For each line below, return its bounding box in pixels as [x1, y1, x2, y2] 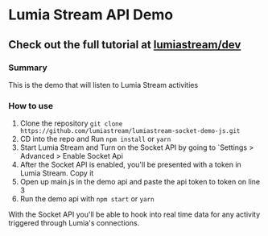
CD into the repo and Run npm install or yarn [19, 135, 171, 144]
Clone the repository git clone [19, 118, 123, 128]
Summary [8, 62, 48, 73]
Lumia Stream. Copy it [19, 168, 94, 178]
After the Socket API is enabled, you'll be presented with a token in [19, 159, 241, 170]
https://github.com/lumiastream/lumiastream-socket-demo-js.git [19, 127, 241, 135]
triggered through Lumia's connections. [8, 218, 140, 228]
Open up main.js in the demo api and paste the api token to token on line [19, 177, 261, 187]
